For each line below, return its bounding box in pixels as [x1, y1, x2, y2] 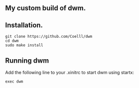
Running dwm [5, 56, 49, 65]
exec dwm [5, 79, 23, 84]
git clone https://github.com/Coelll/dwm [5, 34, 93, 39]
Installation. [5, 21, 43, 29]
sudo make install [5, 43, 43, 48]
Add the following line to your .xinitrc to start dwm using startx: [5, 70, 135, 76]
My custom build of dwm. [5, 4, 86, 12]
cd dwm [5, 38, 19, 44]
